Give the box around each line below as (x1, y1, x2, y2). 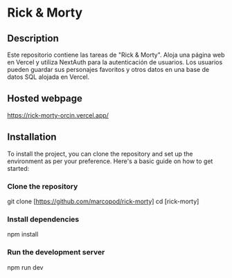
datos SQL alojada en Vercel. (7, 73, 90, 81)
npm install (7, 230, 39, 239)
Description (7, 33, 59, 44)
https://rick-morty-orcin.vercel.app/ (7, 111, 109, 119)
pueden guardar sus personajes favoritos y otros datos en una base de (7, 66, 210, 73)
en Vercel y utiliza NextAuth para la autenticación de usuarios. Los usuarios (7, 58, 223, 66)
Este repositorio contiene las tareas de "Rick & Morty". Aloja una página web (7, 50, 225, 59)
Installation (7, 131, 57, 143)
